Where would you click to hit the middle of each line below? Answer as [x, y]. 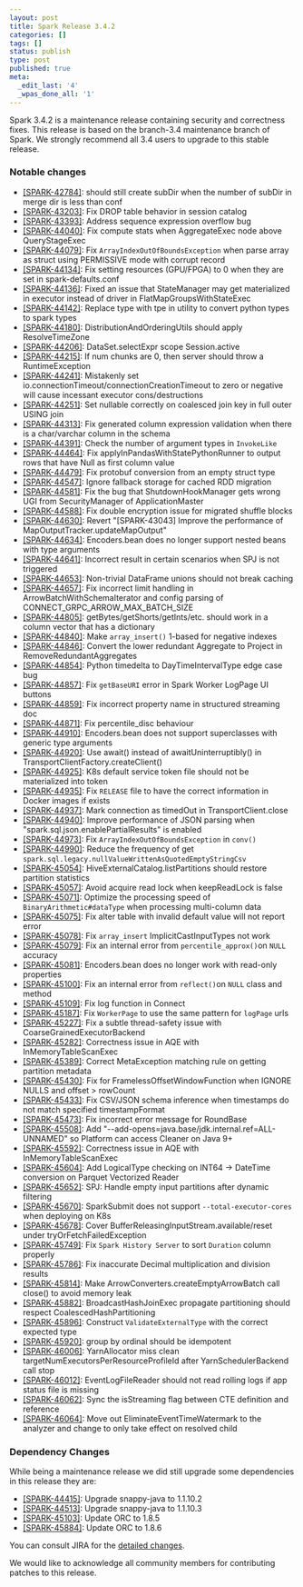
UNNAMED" [45, 1138]
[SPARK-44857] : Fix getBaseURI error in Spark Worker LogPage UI [146, 684]
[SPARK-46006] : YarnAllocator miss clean [101, 1351]
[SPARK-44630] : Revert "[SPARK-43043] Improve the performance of [153, 520]
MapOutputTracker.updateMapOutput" [95, 530]
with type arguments [61, 549]
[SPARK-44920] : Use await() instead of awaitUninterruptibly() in [142, 752]
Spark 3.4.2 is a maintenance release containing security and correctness [147, 120]
